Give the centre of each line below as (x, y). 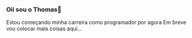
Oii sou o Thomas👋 (34, 9)
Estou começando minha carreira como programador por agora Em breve (96, 23)
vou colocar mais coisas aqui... (44, 28)
